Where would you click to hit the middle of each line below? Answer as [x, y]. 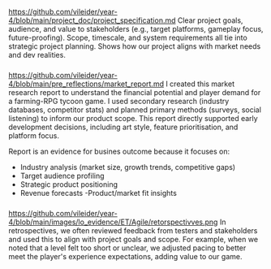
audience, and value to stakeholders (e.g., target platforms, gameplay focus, [136, 29]
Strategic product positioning [69, 184]
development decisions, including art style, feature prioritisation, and [123, 127]
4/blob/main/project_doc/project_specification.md [92, 20]
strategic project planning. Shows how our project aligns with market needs [135, 46]
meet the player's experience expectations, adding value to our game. [125, 256]
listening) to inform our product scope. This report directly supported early [133, 118]
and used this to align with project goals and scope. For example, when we [133, 239]
